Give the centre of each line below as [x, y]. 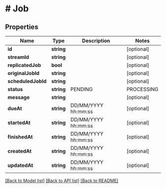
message [19, 97]
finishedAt [20, 137]
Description [96, 41]
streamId [19, 57]
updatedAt [21, 165]
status [15, 89]
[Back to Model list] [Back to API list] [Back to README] [62, 181]
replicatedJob [24, 65]
